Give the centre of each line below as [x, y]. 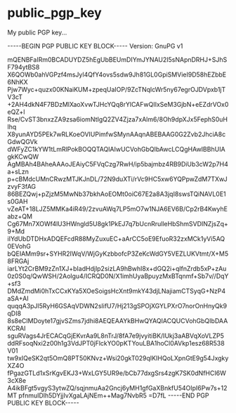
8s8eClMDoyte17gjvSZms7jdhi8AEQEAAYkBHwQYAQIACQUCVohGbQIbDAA [118, 320]
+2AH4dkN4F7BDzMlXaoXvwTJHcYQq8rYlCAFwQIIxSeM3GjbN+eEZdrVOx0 [118, 104]
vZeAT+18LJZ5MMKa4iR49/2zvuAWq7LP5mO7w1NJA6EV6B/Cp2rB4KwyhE [118, 209]
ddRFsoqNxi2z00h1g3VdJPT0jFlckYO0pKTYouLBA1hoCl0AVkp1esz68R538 [116, 343]
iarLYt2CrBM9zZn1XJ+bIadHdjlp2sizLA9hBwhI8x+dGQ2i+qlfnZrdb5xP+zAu [117, 268]
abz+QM [20, 216]
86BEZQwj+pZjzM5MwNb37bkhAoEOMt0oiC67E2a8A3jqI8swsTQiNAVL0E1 [117, 194]
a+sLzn [18, 171]
